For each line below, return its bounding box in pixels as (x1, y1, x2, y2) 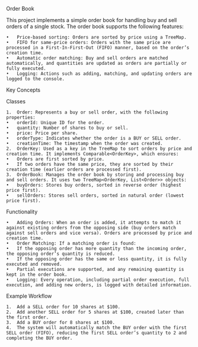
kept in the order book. (6, 272, 68, 277)
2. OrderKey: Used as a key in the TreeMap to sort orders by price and (6, 146, 193, 152)
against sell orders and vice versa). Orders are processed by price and (6, 230, 193, 236)
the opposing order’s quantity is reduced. (6, 251, 116, 257)
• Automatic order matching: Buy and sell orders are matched (6, 55, 168, 61)
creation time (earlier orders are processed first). (6, 166, 142, 172)
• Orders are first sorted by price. (6, 156, 105, 162)
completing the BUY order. (6, 335, 73, 341)
